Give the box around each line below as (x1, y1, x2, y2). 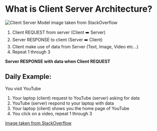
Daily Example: (5, 72, 52, 81)
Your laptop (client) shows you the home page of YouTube (12, 105, 130, 111)
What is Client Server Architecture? (5, 3, 153, 15)
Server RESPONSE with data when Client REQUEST (5, 58, 111, 64)
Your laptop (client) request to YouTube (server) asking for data (12, 95, 140, 101)
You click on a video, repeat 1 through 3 (12, 110, 92, 116)
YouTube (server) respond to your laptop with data (12, 100, 114, 106)
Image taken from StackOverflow (5, 120, 72, 126)
